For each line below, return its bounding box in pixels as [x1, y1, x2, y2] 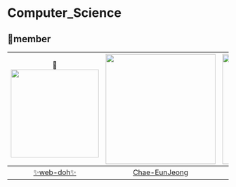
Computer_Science [7, 5, 122, 21]
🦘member [7, 33, 51, 45]
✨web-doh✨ [33, 167, 77, 177]
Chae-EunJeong [133, 167, 188, 177]
